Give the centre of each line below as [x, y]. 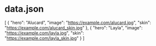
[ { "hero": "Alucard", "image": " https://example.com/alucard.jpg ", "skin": [78, 23]
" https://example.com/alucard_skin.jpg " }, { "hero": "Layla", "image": [74, 27]
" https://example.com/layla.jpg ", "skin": [44, 33]
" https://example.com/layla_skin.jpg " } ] [45, 38]
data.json [24, 9]
